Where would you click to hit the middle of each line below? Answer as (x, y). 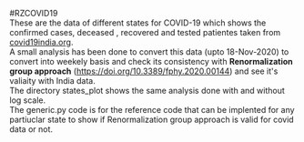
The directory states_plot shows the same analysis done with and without (147, 91)
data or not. (31, 129)
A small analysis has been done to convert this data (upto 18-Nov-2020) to (149, 52)
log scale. (28, 100)
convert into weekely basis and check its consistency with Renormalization (151, 61)
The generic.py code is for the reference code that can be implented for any (152, 110)
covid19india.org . (41, 42)
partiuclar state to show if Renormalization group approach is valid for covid (152, 119)
